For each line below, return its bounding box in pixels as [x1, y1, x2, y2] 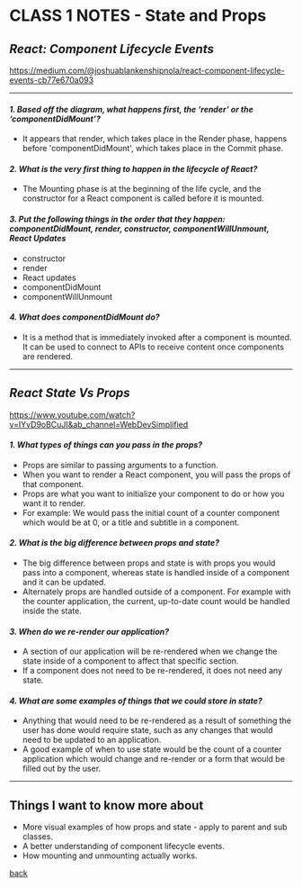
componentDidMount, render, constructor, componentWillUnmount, [9, 223, 270, 234]
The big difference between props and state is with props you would [22, 557, 276, 568]
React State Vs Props [9, 385, 130, 401]
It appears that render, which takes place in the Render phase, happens [22, 133, 288, 144]
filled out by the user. [22, 763, 102, 774]
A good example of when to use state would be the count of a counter [22, 744, 282, 755]
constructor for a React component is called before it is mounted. [22, 193, 264, 204]
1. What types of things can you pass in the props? [9, 439, 203, 450]
